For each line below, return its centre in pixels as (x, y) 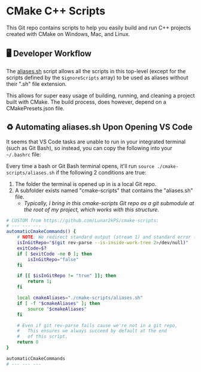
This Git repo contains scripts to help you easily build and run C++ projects (99, 28)
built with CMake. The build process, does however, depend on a (86, 102)
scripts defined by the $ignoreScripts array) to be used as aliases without (97, 77)
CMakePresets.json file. (35, 108)
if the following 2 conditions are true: (101, 172)
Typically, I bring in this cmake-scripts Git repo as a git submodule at (109, 203)
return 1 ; (40, 281)
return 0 (28, 342)
